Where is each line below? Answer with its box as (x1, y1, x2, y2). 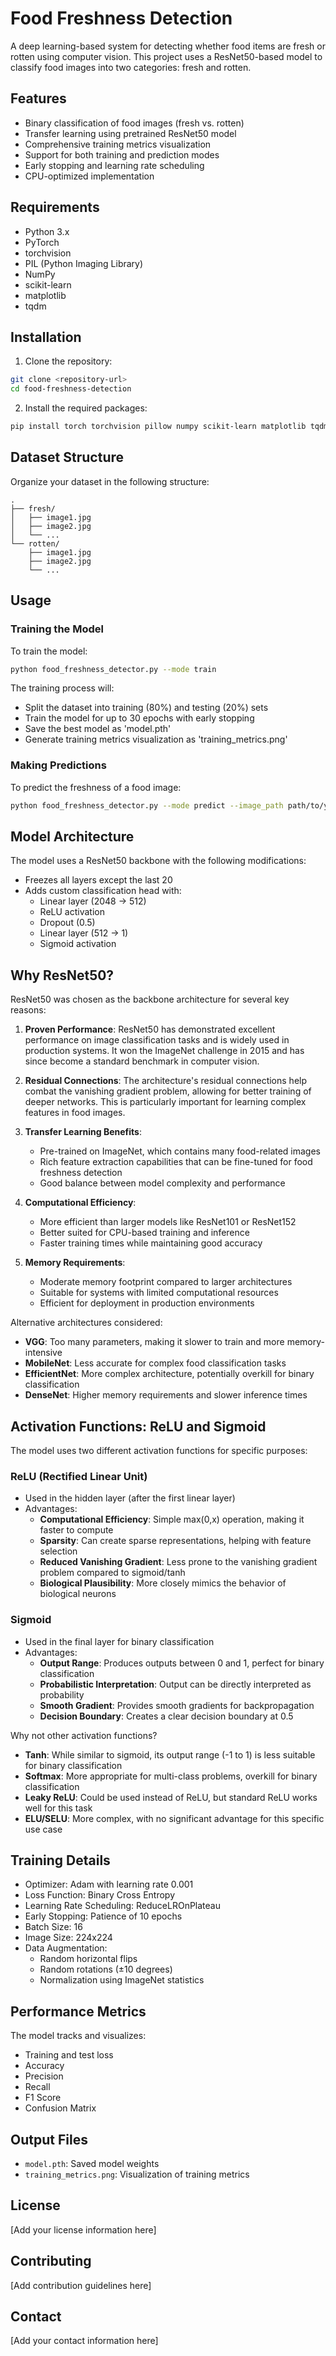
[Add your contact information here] (10, 2335, 159, 2347)
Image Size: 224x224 (24, 1932, 113, 1944)
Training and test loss (24, 2049, 114, 2061)
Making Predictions (10, 758, 107, 772)
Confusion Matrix (24, 2102, 97, 2114)
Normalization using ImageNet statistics (39, 1974, 205, 1986)
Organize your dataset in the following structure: (10, 475, 210, 487)
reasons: (10, 1004, 47, 1016)
